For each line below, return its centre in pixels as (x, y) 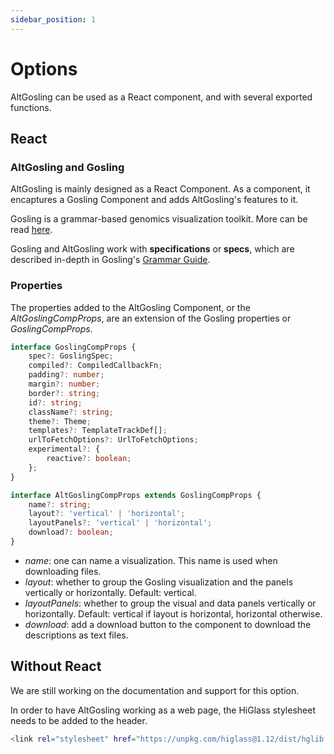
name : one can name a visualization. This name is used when (151, 560)
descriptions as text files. (76, 635)
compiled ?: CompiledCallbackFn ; (95, 366)
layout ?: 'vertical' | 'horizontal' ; (107, 514)
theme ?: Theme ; (60, 421)
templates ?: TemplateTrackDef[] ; (98, 431)
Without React (56, 666)
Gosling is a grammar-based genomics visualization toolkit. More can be (159, 219)
